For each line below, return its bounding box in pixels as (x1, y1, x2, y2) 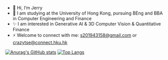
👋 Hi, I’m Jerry (12, 5, 43, 11)
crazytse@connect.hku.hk (12, 39, 68, 45)
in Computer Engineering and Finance (12, 16, 92, 21)
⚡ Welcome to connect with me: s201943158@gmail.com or (12, 32, 137, 38)
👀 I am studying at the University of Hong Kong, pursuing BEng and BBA (12, 10, 163, 16)
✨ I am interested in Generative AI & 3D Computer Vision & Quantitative (12, 21, 161, 27)
